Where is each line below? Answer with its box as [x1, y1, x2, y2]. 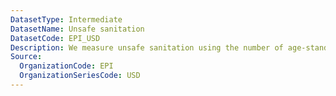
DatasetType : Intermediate [10, 14, 123, 25]
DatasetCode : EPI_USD [10, 33, 101, 43]
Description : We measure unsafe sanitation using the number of [10, 42, 284, 53]
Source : [10, 52, 43, 62]
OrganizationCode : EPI [19, 61, 114, 71]
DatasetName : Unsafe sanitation [10, 24, 145, 34]
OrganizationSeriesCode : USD [19, 71, 141, 81]
